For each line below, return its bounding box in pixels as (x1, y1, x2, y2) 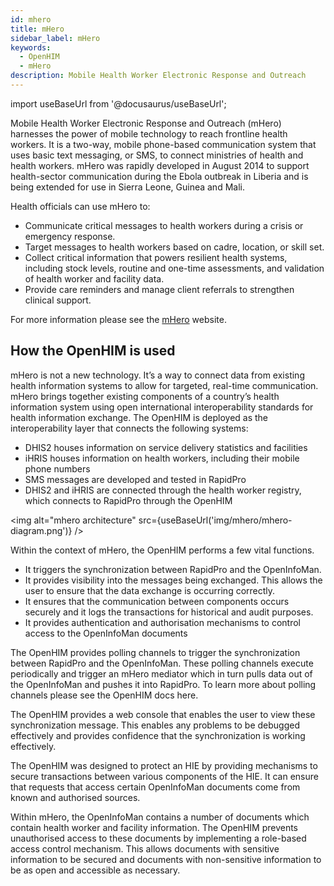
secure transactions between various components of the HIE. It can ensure (10, 770, 319, 782)
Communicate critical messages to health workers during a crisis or (24, 219, 304, 231)
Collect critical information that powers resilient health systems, (24, 251, 288, 263)
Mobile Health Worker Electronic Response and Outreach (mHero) (10, 117, 282, 129)
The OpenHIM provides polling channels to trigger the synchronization (10, 646, 301, 658)
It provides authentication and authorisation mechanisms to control (24, 616, 302, 628)
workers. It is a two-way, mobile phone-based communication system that (10, 138, 317, 150)
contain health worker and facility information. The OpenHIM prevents (10, 821, 299, 833)
